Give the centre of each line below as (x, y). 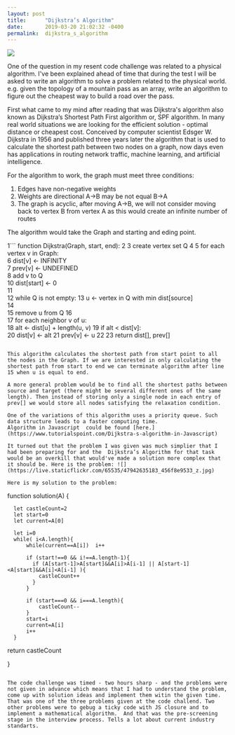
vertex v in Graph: (33, 254)
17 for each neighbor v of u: (47, 320)
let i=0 (25, 533)
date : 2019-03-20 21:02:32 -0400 (66, 27)
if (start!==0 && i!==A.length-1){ (78, 558)
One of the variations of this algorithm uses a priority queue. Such (113, 415)
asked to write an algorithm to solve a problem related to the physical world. (117, 81)
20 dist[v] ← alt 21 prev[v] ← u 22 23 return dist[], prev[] (89, 335)
